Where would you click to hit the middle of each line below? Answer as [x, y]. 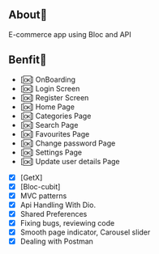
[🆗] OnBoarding [47, 79]
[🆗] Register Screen [54, 97]
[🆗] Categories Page [56, 116]
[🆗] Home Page [47, 107]
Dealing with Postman [56, 241]
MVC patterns [43, 196]
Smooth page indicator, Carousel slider [85, 232]
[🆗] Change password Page [68, 143]
